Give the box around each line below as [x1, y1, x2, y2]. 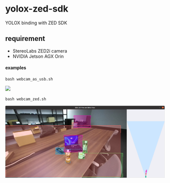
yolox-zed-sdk [5, 3, 68, 15]
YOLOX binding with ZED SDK [5, 20, 67, 26]
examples [5, 65, 26, 71]
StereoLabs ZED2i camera [12, 48, 67, 54]
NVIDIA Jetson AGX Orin [12, 53, 64, 59]
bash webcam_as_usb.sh [5, 76, 53, 81]
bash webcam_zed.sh [5, 97, 47, 102]
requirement [5, 34, 46, 43]
